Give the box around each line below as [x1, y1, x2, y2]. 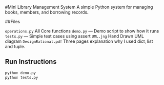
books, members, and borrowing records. [5, 9, 89, 15]
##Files [5, 19, 20, 24]
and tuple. [5, 44, 25, 49]
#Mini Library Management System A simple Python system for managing [5, 4, 153, 10]
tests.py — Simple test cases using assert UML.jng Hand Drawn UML [5, 34, 144, 39]
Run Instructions [5, 58, 57, 66]
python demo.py [5, 70, 36, 75]
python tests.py [5, 75, 38, 80]
